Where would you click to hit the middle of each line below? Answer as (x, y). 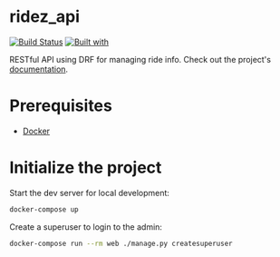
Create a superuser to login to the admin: (86, 227)
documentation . (39, 69)
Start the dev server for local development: (90, 193)
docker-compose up (44, 209)
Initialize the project (86, 168)
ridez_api (44, 17)
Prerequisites (61, 106)
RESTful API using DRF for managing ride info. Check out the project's (140, 59)
